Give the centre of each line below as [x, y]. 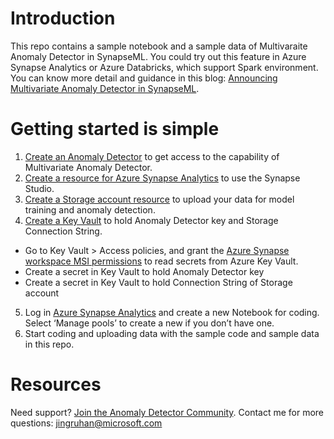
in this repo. [49, 344]
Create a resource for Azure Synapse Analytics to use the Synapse [162, 178]
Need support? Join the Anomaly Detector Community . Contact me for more [167, 412]
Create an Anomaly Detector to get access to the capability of [152, 156]
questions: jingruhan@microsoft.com [86, 423]
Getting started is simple [115, 129]
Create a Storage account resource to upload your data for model [159, 199]
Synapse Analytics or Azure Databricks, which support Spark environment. [164, 67]
